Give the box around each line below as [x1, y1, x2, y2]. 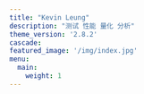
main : [17, 64, 38, 73]
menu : [9, 55, 30, 64]
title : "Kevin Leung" [9, 13, 90, 22]
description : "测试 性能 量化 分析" [9, 21, 136, 30]
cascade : [9, 38, 42, 47]
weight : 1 [25, 72, 63, 81]
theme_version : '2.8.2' [9, 30, 98, 38]
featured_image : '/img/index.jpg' [9, 47, 139, 56]
